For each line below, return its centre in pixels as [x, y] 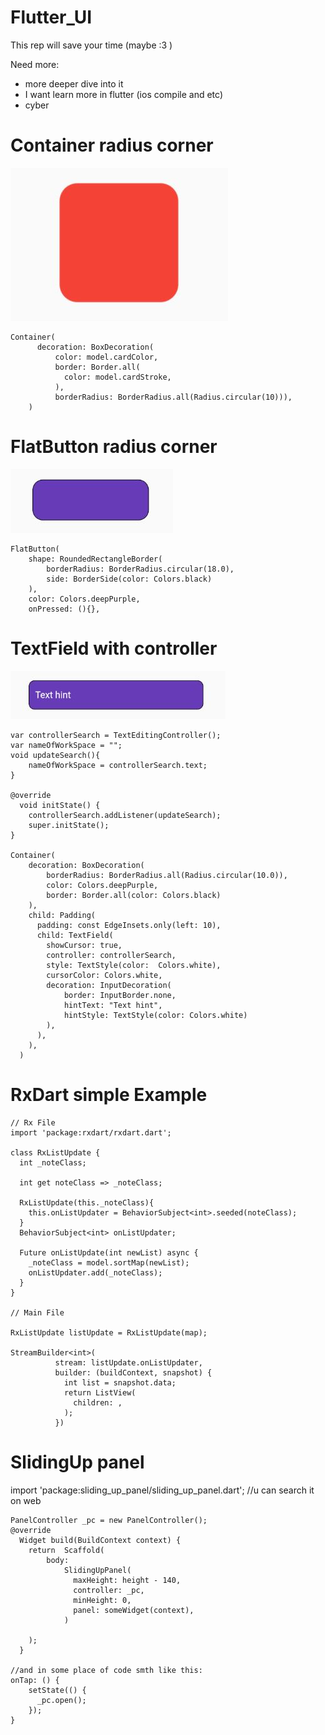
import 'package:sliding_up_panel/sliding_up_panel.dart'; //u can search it [162, 1490]
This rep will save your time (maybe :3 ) [91, 45]
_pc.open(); [61, 1700]
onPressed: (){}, [64, 609]
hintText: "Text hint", [113, 1005]
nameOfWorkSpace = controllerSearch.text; [118, 765]
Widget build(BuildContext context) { [100, 1540]
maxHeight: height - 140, [127, 1580]
